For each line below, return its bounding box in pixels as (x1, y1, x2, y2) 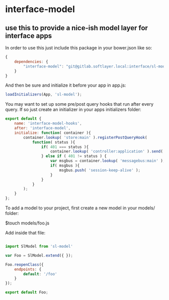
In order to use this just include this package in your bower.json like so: (5, 45, 152, 51)
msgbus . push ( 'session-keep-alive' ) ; (59, 168, 141, 173)
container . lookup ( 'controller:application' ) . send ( (50, 149, 163, 154)
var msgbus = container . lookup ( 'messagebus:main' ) (50, 159, 163, 164)
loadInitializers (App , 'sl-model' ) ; (5, 92, 82, 97)
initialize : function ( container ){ (14, 130, 92, 135)
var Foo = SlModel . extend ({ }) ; (5, 253, 73, 258)
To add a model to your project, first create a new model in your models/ (5, 205, 155, 211)
